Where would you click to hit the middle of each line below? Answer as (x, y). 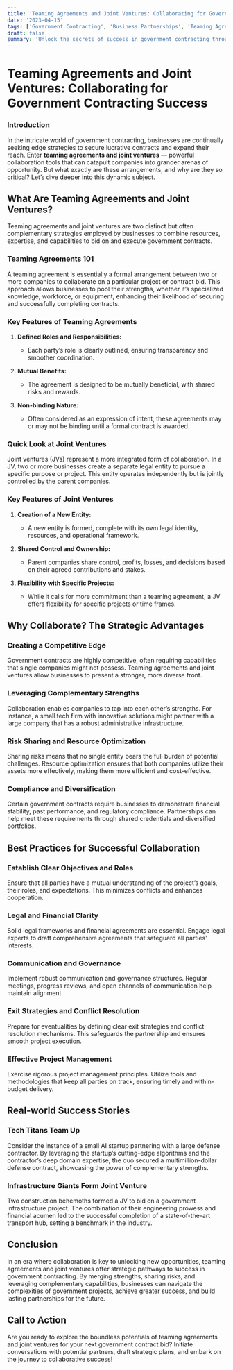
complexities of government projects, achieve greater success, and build (111, 1291)
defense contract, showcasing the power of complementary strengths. (108, 1167)
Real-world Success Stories (69, 1111)
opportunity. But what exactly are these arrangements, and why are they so (115, 169)
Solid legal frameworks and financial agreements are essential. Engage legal (116, 931)
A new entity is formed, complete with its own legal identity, (113, 527)
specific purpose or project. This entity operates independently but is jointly (115, 474)
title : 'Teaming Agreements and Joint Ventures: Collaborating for (107, 14)
